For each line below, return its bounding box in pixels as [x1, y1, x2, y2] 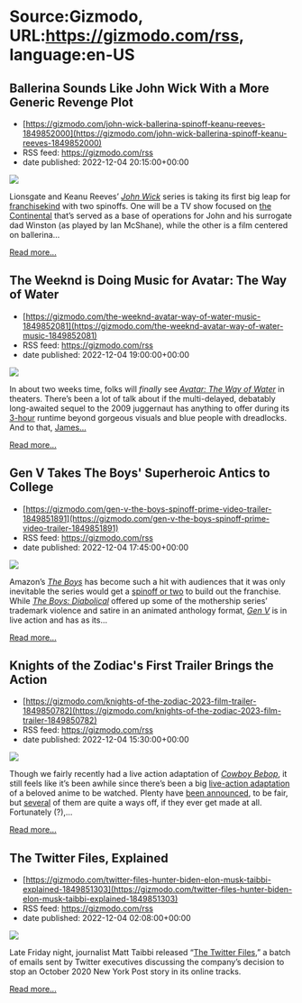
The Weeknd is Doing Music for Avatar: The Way [9, 273, 287, 288]
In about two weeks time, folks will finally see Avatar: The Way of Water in [9, 383, 286, 394]
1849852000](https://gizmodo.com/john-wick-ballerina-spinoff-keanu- [22, 128, 288, 139]
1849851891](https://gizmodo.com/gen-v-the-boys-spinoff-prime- [22, 513, 270, 524]
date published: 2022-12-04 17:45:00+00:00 [22, 542, 189, 552]
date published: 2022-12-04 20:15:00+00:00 [22, 157, 189, 168]
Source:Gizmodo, [9, 6, 143, 27]
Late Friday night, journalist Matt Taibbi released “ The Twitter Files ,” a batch [9, 947, 291, 958]
